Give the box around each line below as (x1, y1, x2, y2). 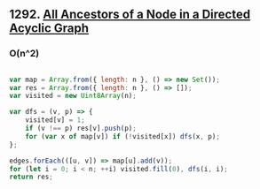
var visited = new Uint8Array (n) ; (9, 92, 138, 101)
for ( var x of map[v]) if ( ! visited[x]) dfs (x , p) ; (25, 132, 220, 140)
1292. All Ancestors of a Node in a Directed (9, 7, 251, 22)
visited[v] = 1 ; (25, 116, 86, 125)
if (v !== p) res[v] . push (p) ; (25, 124, 138, 133)
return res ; (9, 172, 53, 182)
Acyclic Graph (9, 21, 90, 36)
